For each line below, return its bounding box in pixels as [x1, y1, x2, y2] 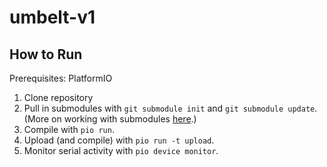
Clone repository [23, 92, 94, 103]
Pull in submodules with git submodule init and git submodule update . [23, 102, 318, 114]
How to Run [9, 46, 83, 63]
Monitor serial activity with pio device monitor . [23, 145, 219, 156]
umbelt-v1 [9, 6, 96, 29]
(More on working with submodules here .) [23, 113, 197, 125]
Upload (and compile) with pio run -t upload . [23, 134, 215, 146]
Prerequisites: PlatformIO [9, 72, 113, 84]
